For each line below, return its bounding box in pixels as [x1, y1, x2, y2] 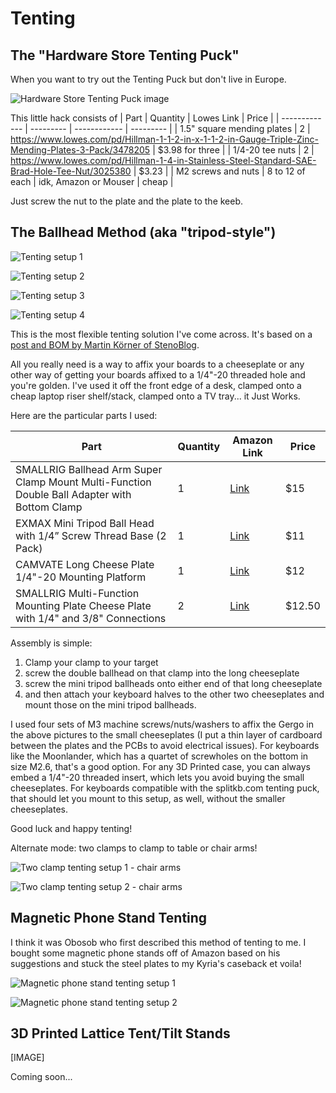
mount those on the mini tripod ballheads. [24, 698, 197, 711]
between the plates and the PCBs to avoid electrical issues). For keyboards [10, 739, 320, 751]
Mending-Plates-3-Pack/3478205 [10, 144, 151, 156]
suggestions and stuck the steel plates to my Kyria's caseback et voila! [10, 957, 302, 969]
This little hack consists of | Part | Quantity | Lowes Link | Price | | [10, 112, 280, 124]
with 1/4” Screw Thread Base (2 [15, 528, 167, 542]
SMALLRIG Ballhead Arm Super [15, 462, 163, 476]
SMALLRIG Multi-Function [15, 586, 140, 600]
